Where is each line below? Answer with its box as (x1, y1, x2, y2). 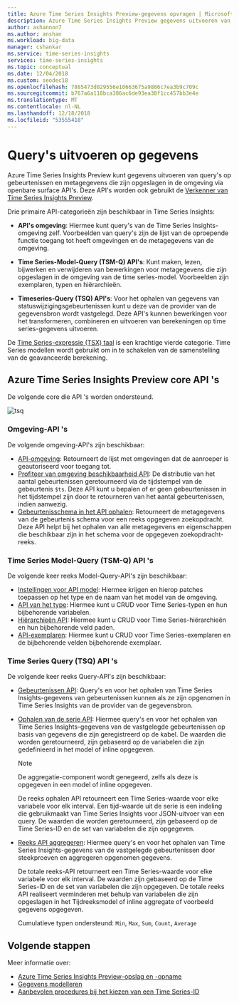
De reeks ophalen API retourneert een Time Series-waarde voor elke (17, 794, 219, 803)
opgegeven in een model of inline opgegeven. (17, 781, 153, 789)
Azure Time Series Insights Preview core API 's (7, 373, 220, 385)
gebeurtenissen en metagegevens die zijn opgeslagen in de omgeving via (7, 178, 224, 187)
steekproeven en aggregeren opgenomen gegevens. (17, 853, 172, 862)
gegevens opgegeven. (17, 905, 84, 914)
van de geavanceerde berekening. (7, 353, 108, 362)
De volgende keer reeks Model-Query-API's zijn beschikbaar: (7, 571, 187, 580)
